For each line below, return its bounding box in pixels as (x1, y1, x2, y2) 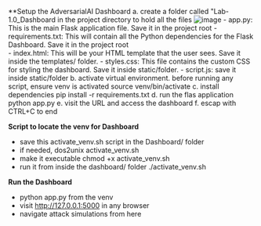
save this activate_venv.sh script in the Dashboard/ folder (19, 137, 205, 146)
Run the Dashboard (8, 177, 73, 187)
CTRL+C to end (8, 107, 58, 116)
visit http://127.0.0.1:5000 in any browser (19, 201, 150, 210)
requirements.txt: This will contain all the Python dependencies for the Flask (8, 31, 254, 41)
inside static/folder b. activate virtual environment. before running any (8, 74, 234, 82)
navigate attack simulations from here (19, 210, 142, 218)
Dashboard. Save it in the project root (8, 40, 129, 49)
